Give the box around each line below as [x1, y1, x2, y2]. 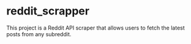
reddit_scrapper [6, 4, 90, 18]
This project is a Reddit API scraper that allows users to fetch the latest [6, 24, 185, 31]
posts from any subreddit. [6, 30, 72, 37]
